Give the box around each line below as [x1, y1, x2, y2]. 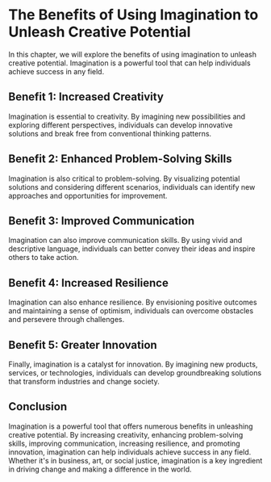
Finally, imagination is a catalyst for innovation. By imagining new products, [8, 359, 258, 369]
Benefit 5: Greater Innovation [8, 337, 157, 352]
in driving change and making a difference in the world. [8, 464, 192, 474]
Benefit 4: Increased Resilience [8, 276, 169, 290]
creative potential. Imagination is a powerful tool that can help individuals [8, 58, 252, 68]
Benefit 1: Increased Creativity [8, 90, 164, 104]
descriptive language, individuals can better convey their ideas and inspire [8, 244, 256, 254]
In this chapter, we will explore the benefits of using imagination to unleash [8, 49, 256, 59]
